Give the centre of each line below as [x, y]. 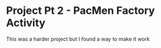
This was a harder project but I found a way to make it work [78, 39]
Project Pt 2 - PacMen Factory [80, 11]
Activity [26, 23]
